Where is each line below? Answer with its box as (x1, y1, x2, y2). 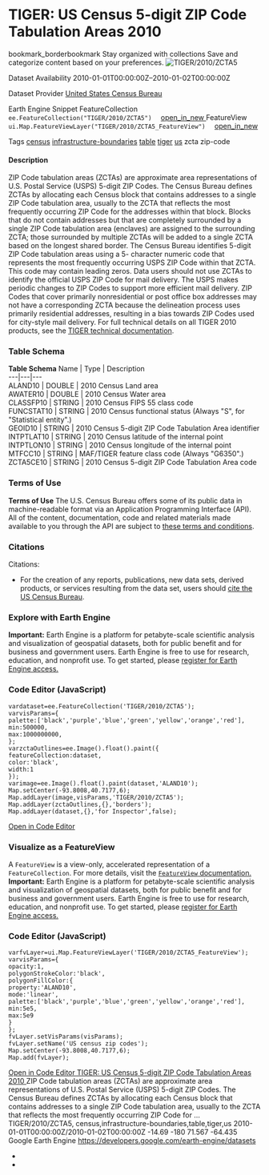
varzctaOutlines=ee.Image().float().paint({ (8, 744, 159, 752)
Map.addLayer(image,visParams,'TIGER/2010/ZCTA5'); (8, 793, 184, 801)
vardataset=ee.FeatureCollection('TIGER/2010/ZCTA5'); (8, 702, 195, 710)
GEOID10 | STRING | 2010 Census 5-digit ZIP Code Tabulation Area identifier (8, 423, 260, 433)
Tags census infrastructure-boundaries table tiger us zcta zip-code (8, 136, 231, 146)
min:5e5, (8, 1005, 38, 1013)
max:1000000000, (8, 730, 62, 738)
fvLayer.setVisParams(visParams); (8, 1033, 124, 1041)
